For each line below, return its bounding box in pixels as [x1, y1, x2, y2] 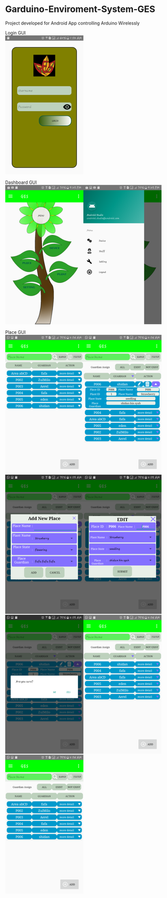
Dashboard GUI [5, 179, 37, 186]
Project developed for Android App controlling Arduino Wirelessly [5, 20, 140, 26]
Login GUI [5, 30, 26, 36]
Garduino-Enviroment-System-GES [5, 4, 155, 15]
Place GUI [5, 329, 26, 335]
